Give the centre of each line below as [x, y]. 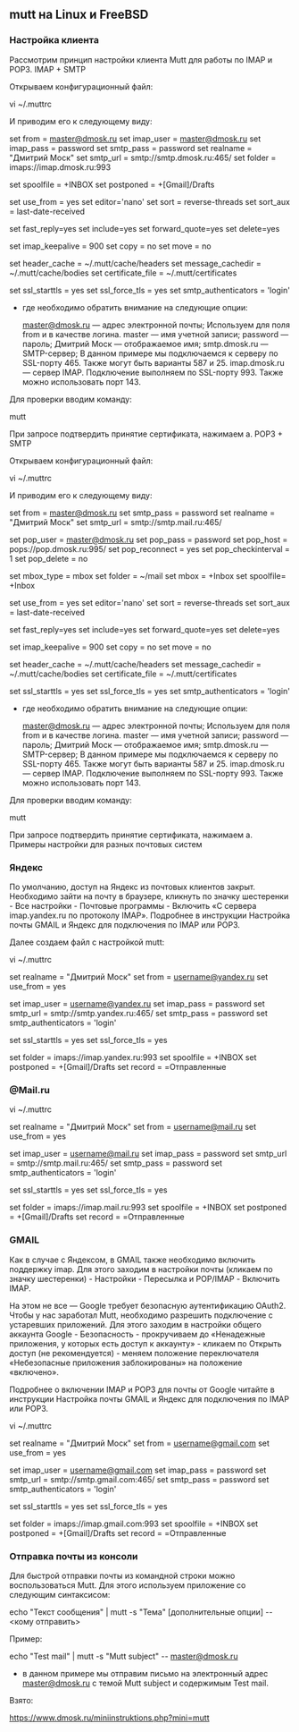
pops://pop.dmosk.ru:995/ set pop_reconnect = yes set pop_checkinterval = [149, 548]
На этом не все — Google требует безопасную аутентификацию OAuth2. [148, 1305]
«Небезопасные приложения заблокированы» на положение [126, 1363]
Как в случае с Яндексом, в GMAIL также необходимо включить [133, 1260]
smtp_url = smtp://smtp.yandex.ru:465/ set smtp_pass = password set [138, 1013]
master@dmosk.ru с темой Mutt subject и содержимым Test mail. [145, 1683]
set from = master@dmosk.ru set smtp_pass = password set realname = [142, 513]
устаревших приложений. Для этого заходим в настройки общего [135, 1324]
